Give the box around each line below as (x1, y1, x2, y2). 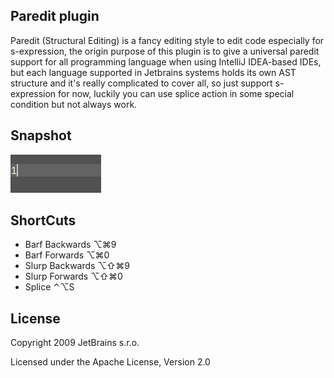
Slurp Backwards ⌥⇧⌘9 (24, 260, 130, 272)
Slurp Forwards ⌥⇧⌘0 (24, 270, 123, 283)
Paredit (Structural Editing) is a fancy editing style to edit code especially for (10, 34, 325, 46)
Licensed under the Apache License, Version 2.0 (10, 356, 211, 368)
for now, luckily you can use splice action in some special (58, 87, 295, 99)
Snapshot (10, 127, 72, 144)
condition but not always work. (10, 98, 138, 110)
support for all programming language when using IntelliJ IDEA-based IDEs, (10, 55, 322, 68)
